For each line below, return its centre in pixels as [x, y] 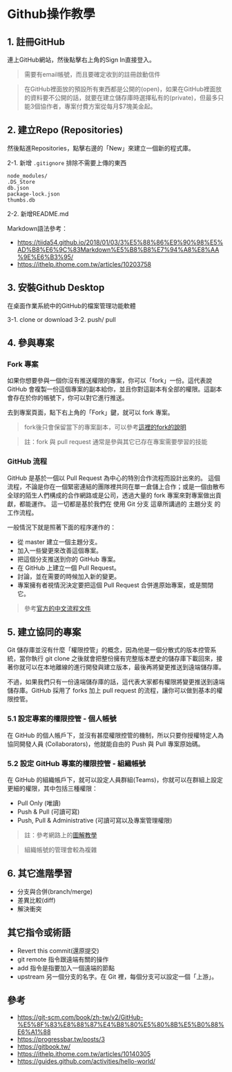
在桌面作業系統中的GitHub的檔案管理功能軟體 [71, 305]
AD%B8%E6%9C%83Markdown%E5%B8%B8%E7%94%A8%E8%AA [118, 249]
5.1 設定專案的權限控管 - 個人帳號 [62, 719]
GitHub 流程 [27, 461]
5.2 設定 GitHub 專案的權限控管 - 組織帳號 [77, 763]
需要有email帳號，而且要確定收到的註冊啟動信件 [92, 74]
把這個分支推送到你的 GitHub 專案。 [68, 559]
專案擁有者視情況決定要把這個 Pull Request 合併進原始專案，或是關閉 [115, 585]
